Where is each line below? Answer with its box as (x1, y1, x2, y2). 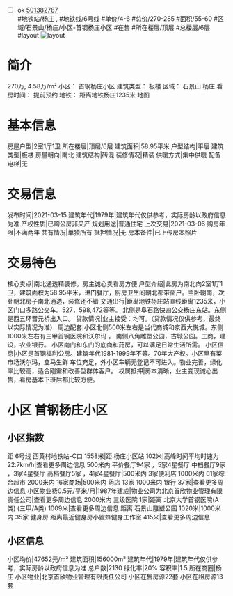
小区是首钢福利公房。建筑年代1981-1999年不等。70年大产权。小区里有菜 (15, 349, 223, 357)
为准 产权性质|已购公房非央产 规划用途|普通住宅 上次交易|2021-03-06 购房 (7, 219, 220, 228)
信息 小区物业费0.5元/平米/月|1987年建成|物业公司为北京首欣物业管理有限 (13, 487, 223, 495)
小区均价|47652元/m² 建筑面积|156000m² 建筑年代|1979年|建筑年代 (7, 555, 200, 563)
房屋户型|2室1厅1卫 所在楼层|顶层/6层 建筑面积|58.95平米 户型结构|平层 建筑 (7, 142, 224, 150)
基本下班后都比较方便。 (31, 375, 99, 384)
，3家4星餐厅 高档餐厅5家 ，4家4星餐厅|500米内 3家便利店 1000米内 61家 (7, 469, 219, 478)
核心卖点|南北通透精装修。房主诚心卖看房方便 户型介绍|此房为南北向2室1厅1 (7, 279, 223, 288)
